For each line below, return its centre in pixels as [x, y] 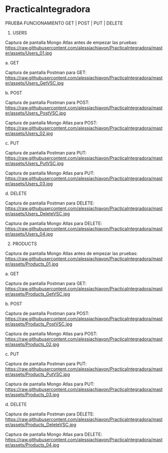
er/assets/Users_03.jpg [29, 183]
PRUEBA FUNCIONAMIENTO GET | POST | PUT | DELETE [64, 23]
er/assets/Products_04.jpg [32, 445]
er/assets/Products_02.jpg [32, 344]
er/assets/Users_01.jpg [29, 53]
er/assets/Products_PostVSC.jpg [39, 324]
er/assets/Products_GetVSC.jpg [38, 294]
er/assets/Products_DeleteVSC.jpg [41, 424]
